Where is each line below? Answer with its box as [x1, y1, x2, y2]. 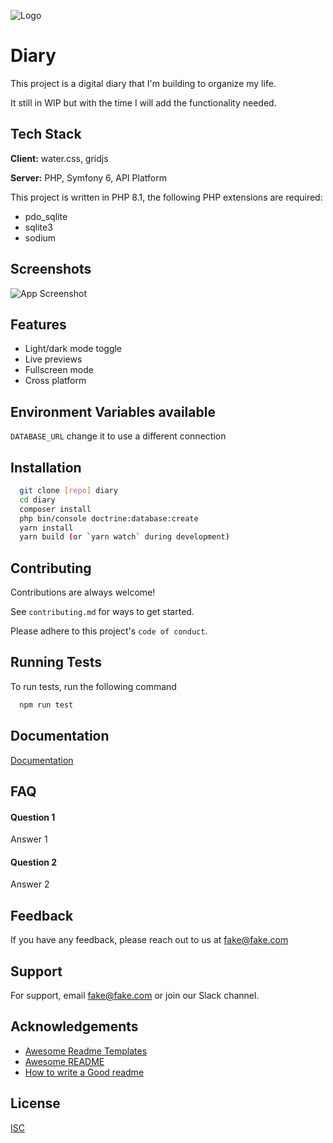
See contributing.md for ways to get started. [10, 606, 195, 618]
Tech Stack [10, 126, 82, 143]
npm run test [19, 700, 74, 710]
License [10, 1095, 61, 1112]
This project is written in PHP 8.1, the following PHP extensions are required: [10, 191, 323, 203]
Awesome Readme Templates [24, 1045, 148, 1057]
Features [10, 316, 67, 333]
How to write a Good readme [24, 1066, 145, 1078]
